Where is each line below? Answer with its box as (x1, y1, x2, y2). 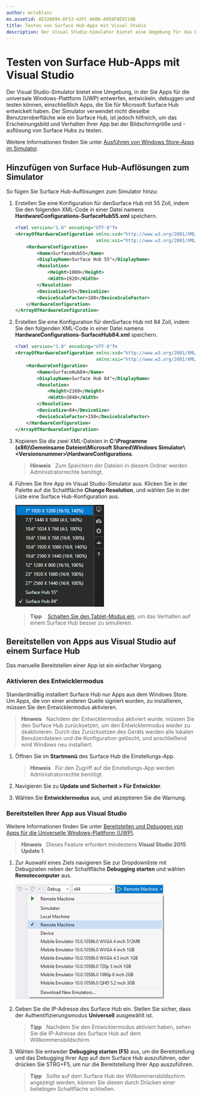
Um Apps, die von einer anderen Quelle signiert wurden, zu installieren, (6, 697, 183, 704)
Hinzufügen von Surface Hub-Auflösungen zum (6, 162, 189, 173)
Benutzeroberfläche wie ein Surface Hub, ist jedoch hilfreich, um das (6, 114, 177, 121)
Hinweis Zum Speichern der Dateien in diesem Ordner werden (29, 462, 188, 469)
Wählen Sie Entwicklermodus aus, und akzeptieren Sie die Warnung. (14, 794, 186, 801)
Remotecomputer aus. (14, 872, 72, 879)
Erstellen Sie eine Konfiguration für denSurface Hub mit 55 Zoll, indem (14, 200, 189, 206)
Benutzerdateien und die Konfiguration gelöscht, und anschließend (20, 734, 187, 741)
